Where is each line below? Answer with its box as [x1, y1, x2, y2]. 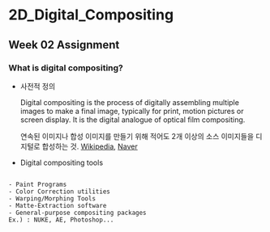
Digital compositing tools [19, 158, 104, 167]
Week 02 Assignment [8, 38, 120, 52]
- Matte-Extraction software [8, 201, 107, 209]
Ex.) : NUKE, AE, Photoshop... [8, 216, 114, 224]
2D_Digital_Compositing [8, 6, 174, 24]
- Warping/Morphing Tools [8, 194, 96, 203]
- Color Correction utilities [8, 188, 111, 196]
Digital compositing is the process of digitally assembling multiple [19, 97, 239, 107]
